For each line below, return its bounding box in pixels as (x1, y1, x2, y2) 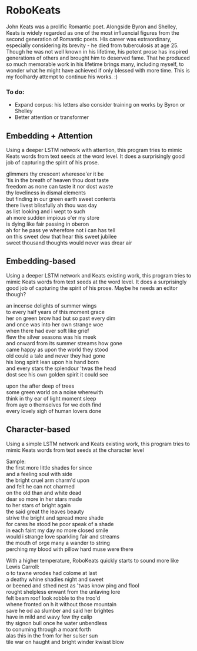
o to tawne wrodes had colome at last (6, 569, 98, 576)
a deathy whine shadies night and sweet (6, 576, 104, 583)
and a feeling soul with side (6, 470, 72, 477)
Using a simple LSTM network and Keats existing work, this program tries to (6, 440, 190, 447)
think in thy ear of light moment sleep (6, 395, 96, 402)
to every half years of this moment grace (6, 308, 105, 315)
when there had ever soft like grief (6, 327, 89, 334)
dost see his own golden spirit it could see (6, 371, 109, 378)
